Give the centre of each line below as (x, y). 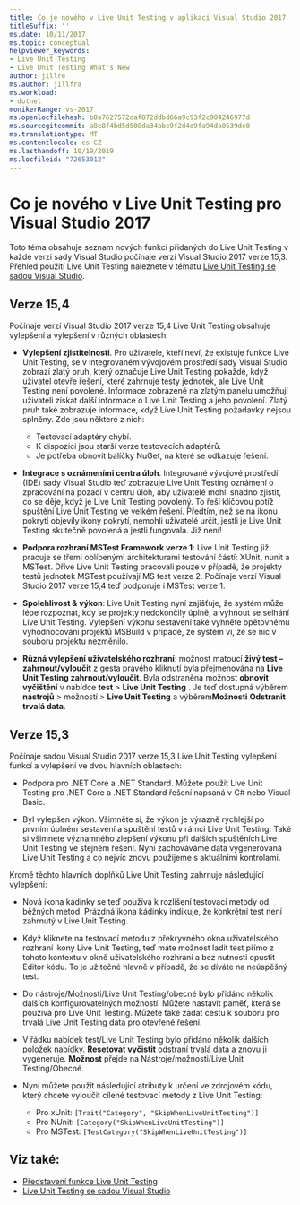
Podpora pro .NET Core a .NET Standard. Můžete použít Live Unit (142, 783)
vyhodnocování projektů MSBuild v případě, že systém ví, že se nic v (149, 632)
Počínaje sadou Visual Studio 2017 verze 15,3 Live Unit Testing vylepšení (143, 756)
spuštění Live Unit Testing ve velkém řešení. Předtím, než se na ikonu (150, 511)
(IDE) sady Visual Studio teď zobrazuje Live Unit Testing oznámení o (148, 483)
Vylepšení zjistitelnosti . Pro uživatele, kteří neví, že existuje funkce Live (155, 353)
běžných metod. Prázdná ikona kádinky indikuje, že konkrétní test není (152, 912)
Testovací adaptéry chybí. (83, 437)
